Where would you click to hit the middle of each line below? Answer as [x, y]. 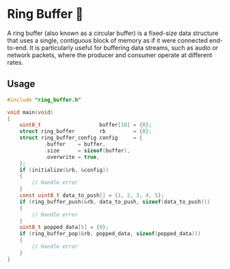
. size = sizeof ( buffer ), [87, 151]
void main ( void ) [30, 112]
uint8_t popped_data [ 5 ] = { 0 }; [64, 227]
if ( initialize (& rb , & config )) [64, 170]
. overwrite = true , [71, 157]
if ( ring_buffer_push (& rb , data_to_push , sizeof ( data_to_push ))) [115, 202]
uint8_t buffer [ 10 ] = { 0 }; [86, 125]
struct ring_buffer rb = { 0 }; [86, 131]
